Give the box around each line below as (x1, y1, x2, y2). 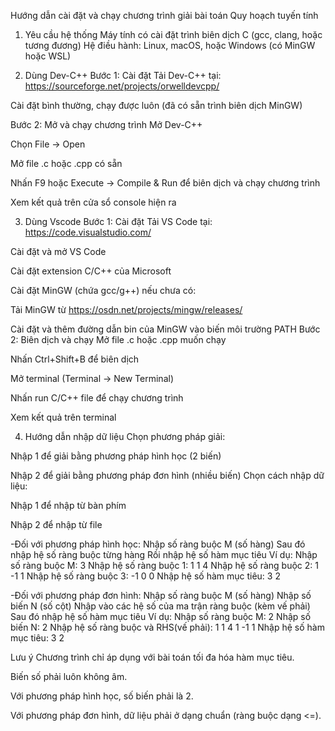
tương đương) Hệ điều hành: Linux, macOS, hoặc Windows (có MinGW (24, 40, 316, 51)
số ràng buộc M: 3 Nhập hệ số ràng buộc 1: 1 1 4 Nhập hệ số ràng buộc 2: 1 (10, 560, 319, 571)
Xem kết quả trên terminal (10, 411, 117, 423)
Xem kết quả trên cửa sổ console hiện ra (10, 196, 177, 208)
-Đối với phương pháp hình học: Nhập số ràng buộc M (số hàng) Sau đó (10, 538, 306, 550)
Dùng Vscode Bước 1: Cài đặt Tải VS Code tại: (24, 216, 213, 227)
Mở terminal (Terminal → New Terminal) (10, 373, 174, 384)
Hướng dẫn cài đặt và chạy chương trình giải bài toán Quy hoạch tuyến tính (10, 10, 319, 21)
